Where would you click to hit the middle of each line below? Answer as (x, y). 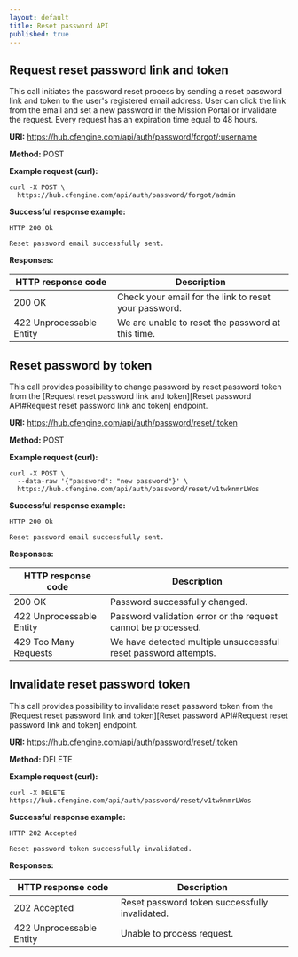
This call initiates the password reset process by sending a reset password (145, 92)
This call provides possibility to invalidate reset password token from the (141, 706)
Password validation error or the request (194, 616)
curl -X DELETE (37, 793)
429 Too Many (44, 642)
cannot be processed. (155, 627)
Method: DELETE (41, 759)
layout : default (39, 17)
